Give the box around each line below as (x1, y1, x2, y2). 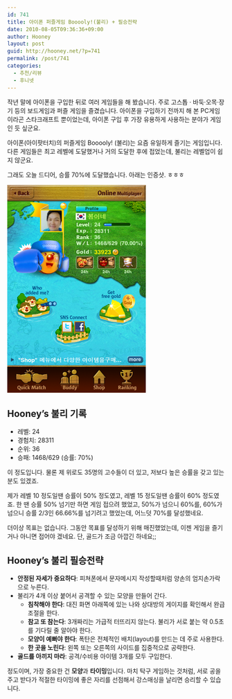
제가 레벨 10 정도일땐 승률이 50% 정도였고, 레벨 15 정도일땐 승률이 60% (7, 492, 202, 500)
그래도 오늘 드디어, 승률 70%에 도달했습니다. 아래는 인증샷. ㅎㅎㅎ (7, 170, 185, 179)
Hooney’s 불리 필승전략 (7, 554, 104, 566)
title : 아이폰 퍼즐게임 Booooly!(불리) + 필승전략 (7, 18, 137, 26)
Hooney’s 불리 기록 (7, 407, 87, 419)
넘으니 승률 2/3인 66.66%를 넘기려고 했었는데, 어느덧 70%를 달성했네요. (7, 509, 204, 517)
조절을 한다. (27, 609, 60, 617)
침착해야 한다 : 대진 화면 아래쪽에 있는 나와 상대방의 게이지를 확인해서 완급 (27, 600, 225, 609)
